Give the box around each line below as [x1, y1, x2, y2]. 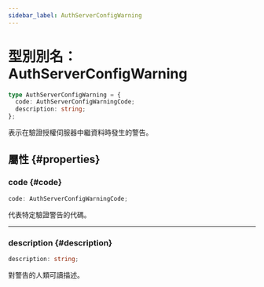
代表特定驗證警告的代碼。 [8, 209, 91, 220]
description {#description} [8, 237, 112, 248]
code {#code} [8, 177, 63, 188]
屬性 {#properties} [8, 153, 101, 166]
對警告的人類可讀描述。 [8, 270, 84, 279]
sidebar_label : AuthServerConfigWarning [8, 11, 143, 20]
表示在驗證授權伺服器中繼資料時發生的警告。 [8, 128, 153, 137]
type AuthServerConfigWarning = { [8, 91, 122, 99]
